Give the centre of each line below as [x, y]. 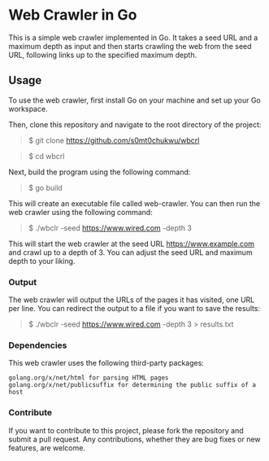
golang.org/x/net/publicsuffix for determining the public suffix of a [132, 385]
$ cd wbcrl [46, 156]
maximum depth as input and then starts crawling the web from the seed [130, 46]
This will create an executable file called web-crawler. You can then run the [134, 203]
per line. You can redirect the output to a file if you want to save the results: [134, 309]
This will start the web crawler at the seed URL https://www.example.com [131, 244]
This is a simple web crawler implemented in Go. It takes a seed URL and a [133, 37]
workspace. [28, 108]
